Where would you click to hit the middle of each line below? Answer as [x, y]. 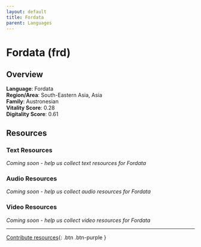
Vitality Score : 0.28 [31, 108]
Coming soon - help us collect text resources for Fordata [76, 163]
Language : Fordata [30, 89]
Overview [25, 74]
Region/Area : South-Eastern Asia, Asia [54, 95]
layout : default [26, 12]
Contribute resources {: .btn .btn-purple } [56, 237]
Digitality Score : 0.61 [32, 114]
